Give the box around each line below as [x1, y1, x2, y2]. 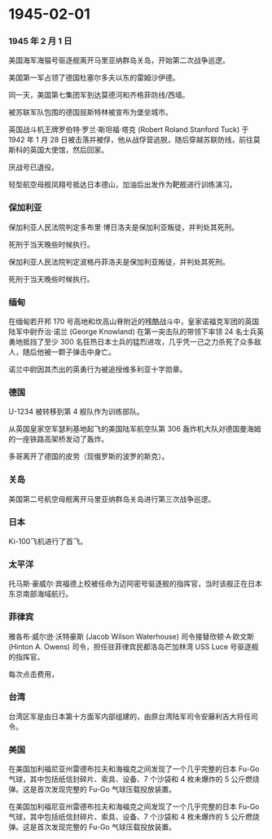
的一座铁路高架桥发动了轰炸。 [8, 434, 108, 444]
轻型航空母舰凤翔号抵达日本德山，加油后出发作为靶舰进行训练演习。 [8, 180, 237, 190]
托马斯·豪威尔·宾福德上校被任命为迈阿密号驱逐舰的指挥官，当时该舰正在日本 [8, 579, 263, 589]
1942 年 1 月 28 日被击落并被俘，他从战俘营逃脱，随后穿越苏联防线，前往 [8, 135, 254, 145]
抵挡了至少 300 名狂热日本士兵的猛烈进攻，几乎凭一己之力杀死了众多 [22, 337, 255, 347]
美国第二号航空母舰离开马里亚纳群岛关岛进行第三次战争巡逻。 [8, 494, 216, 503]
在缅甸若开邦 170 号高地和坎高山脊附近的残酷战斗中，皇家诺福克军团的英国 [8, 317, 260, 327]
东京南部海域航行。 [8, 589, 73, 599]
